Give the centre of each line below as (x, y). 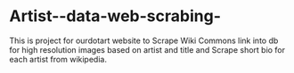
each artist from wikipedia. (58, 59)
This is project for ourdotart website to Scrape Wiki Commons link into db (144, 40)
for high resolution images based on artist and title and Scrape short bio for (147, 49)
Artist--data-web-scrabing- (115, 16)
